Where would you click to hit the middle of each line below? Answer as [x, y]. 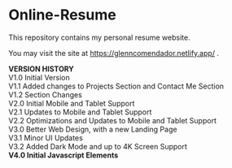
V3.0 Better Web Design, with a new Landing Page [93, 129]
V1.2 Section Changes [46, 94]
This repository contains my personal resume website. [99, 37]
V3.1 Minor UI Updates [46, 138]
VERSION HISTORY [42, 69]
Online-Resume [62, 15]
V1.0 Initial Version [39, 77]
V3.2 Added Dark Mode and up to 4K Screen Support [98, 146]
